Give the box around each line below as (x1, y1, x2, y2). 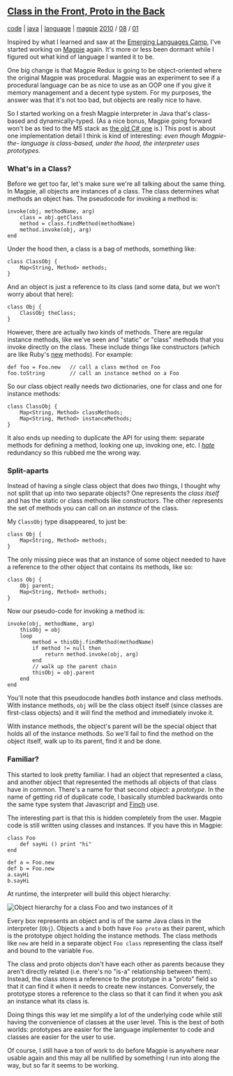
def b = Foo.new (7, 865, 54, 872)
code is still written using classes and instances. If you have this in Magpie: (7, 820, 223, 830)
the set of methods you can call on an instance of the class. (7, 504, 179, 513)
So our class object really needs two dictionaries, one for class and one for (7, 382, 223, 390)
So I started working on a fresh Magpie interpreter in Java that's (7, 109, 192, 117)
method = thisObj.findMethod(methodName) (32, 639, 155, 646)
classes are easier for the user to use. (7, 1033, 116, 1041)
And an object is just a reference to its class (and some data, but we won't (7, 283, 220, 291)
